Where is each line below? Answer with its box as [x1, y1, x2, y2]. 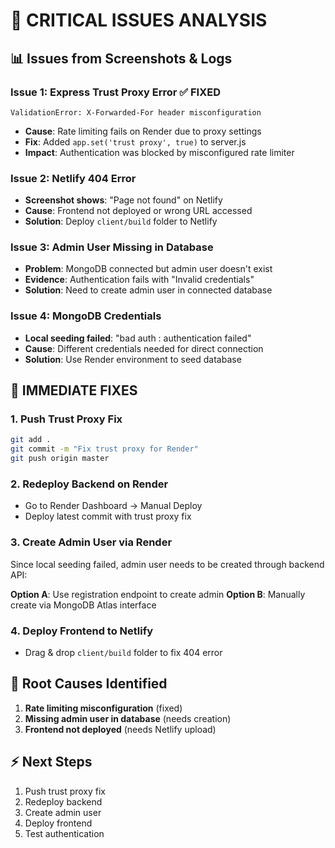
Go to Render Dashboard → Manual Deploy [24, 500, 203, 512]
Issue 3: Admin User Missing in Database [10, 240, 214, 254]
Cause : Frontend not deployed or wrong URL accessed [24, 205, 253, 217]
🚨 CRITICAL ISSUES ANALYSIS [10, 9, 268, 32]
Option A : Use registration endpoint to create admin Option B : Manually [10, 588, 306, 600]
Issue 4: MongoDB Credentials [10, 309, 162, 323]
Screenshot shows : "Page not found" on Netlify [24, 194, 223, 206]
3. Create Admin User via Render [10, 535, 173, 549]
